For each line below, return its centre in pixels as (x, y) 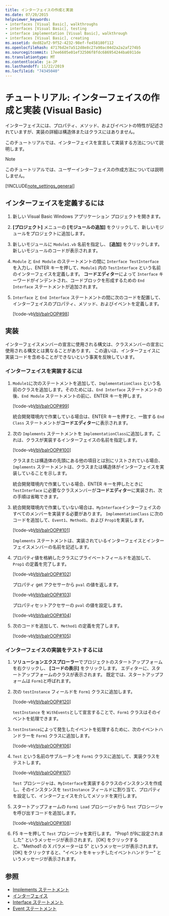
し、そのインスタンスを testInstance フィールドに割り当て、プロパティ (87, 790)
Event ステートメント (35, 908)
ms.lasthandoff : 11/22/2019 (35, 66)
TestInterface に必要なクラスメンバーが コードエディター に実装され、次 (87, 490)
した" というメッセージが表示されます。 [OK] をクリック (71, 840)
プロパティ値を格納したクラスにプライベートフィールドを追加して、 (83, 557)
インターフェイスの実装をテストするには (54, 650)
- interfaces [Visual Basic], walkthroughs (52, 24)
